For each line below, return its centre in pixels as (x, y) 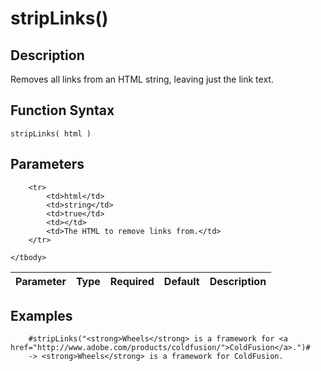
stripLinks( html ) (51, 133)
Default (181, 281)
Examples (41, 316)
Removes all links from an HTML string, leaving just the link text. (142, 79)
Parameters (47, 164)
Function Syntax (62, 110)
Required (132, 281)
